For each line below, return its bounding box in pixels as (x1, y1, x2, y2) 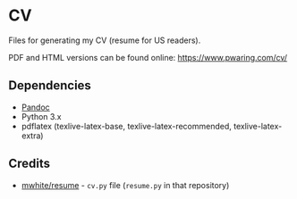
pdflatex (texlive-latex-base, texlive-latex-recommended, (21, 120, 232, 131)
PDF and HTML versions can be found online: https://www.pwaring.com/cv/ (8, 52, 288, 62)
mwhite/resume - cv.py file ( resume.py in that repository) (21, 179, 230, 190)
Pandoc (21, 102, 50, 112)
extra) (21, 130, 44, 141)
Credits (8, 156, 51, 171)
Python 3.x (21, 111, 62, 121)
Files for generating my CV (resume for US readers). (8, 35, 201, 46)
